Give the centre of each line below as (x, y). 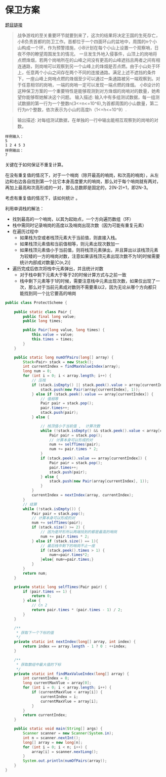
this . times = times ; (53, 340)
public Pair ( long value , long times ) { (64, 330)
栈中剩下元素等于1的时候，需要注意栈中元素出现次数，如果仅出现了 (88, 281)
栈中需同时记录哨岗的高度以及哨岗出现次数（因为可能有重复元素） (79, 225)
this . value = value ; (53, 335)
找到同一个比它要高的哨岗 (50, 293)
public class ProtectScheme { (36, 302)
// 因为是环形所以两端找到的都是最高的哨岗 (79, 532)
